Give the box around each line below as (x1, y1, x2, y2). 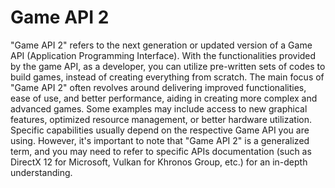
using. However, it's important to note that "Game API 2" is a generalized (10, 134, 310, 146)
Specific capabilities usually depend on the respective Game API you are (10, 124, 310, 136)
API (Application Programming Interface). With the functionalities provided (10, 49, 317, 61)
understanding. (10, 166, 73, 178)
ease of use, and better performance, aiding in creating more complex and (10, 92, 318, 104)
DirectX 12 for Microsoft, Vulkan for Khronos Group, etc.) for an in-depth (10, 156, 308, 168)
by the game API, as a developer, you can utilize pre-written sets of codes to (10, 60, 326, 72)
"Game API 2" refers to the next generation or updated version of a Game (10, 39, 313, 51)
